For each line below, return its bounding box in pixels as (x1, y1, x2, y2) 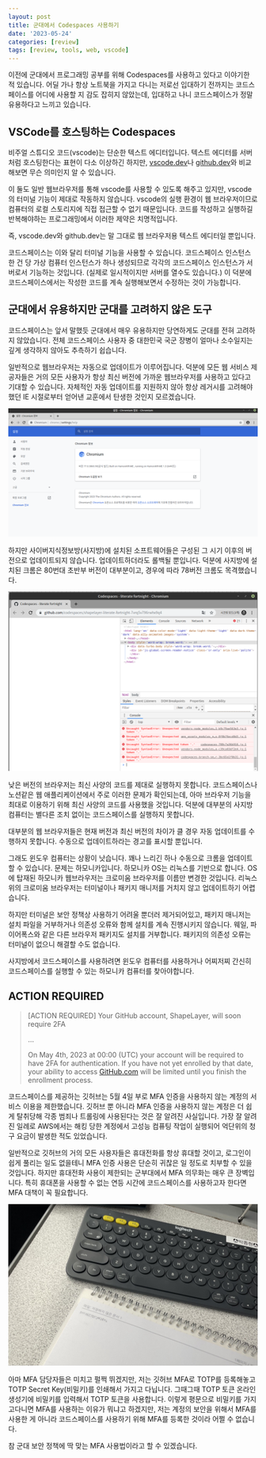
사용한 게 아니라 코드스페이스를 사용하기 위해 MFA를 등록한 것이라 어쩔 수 (8, 1414, 234, 1423)
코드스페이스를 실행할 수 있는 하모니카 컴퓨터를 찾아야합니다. (8, 966, 195, 975)
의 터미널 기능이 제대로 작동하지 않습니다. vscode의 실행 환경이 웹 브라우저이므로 (8, 194, 258, 204)
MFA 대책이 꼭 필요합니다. (8, 1188, 89, 1197)
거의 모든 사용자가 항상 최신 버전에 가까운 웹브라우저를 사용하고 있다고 (35, 372, 252, 381)
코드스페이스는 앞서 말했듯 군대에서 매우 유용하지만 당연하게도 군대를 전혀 (8, 325, 235, 335)
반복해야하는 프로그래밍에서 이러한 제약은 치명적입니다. (8, 214, 178, 224)
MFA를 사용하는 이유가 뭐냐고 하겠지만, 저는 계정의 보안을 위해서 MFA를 (35, 1404, 257, 1414)
